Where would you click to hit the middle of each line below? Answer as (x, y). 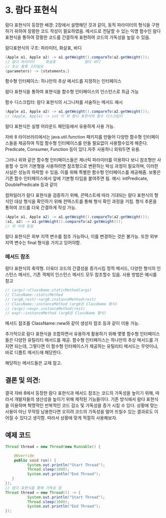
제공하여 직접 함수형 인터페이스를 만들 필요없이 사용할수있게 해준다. (83, 143)
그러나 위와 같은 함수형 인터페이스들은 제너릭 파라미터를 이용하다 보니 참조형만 (81, 160)
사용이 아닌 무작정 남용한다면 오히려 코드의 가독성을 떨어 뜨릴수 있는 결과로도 (79, 412)
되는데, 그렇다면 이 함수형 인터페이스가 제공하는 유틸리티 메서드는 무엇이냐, (86, 346)
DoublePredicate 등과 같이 (31, 185)
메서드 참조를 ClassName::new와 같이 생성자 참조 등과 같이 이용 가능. (72, 324)
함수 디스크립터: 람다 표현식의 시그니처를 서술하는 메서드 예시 (64, 102)
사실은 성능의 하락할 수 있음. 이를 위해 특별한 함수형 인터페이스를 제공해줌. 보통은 (83, 172)
